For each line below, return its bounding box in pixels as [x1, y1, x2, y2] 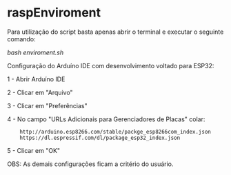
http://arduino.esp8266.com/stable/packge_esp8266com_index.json [19, 128, 212, 135]
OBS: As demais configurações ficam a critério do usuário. [7, 160, 174, 168]
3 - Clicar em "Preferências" [7, 101, 88, 110]
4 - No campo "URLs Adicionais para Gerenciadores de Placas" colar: [7, 115, 205, 123]
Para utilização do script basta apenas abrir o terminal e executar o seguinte [7, 28, 224, 36]
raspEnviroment [7, 5, 101, 21]
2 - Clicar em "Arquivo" [7, 88, 74, 96]
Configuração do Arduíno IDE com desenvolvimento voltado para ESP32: [7, 61, 214, 70]
